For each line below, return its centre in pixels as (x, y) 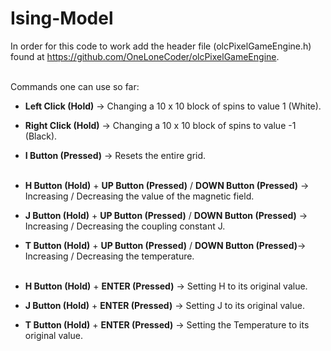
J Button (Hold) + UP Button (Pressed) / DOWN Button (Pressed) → (166, 215)
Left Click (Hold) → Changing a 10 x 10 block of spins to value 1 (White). (173, 106)
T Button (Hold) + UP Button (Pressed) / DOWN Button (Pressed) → (165, 245)
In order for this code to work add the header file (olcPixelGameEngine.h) (161, 46)
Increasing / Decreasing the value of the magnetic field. (139, 196)
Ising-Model (62, 18)
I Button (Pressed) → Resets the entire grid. (115, 155)
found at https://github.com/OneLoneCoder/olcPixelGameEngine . (145, 56)
